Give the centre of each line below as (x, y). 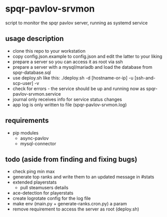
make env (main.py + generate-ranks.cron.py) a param (70, 204)
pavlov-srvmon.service (37, 94)
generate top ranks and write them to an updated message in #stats (83, 177)
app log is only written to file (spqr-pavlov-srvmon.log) (70, 105)
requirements (27, 121)
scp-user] (23, 83)
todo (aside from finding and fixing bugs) (71, 159)
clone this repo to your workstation (49, 51)
